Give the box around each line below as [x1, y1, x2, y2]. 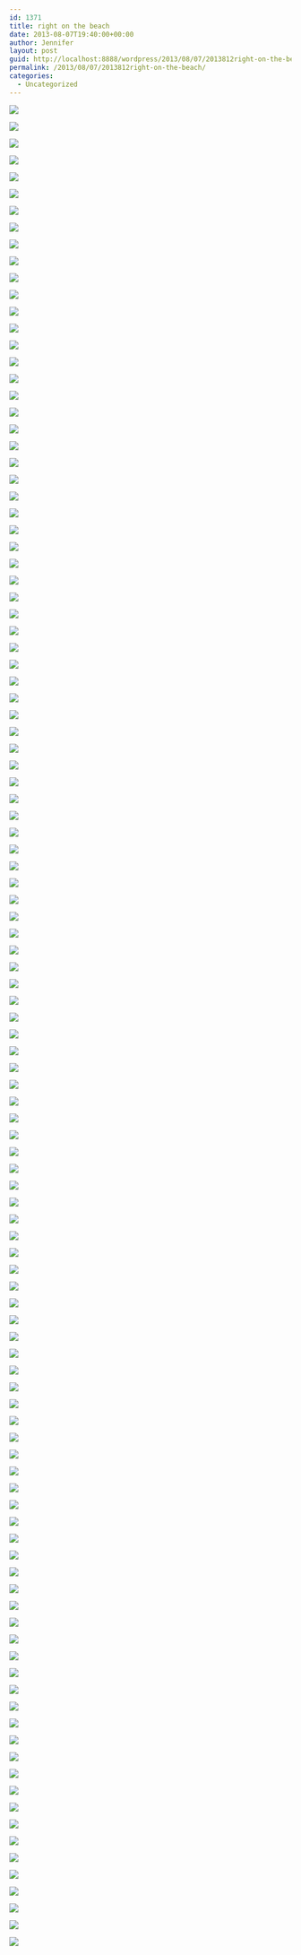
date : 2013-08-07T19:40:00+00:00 [9, 30, 134, 39]
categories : [9, 72, 54, 81]
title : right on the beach [9, 22, 110, 30]
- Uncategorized [17, 80, 78, 89]
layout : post [9, 47, 58, 56]
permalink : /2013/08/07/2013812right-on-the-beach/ [9, 64, 206, 73]
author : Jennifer [9, 38, 74, 48]
